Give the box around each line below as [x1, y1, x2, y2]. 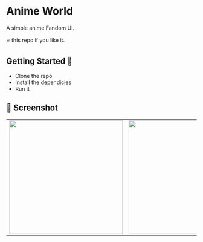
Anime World [6, 4, 74, 18]
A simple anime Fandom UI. [6, 24, 75, 31]
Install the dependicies [14, 79, 72, 86]
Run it [14, 85, 30, 92]
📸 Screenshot [6, 103, 59, 113]
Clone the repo [14, 72, 53, 79]
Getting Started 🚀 [6, 56, 73, 67]
